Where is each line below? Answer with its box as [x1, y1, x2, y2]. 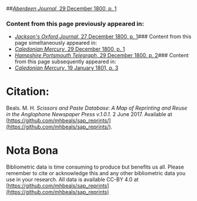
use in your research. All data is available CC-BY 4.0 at [6, 176, 139, 183]
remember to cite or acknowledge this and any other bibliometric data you [6, 170, 186, 177]
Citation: [6, 85, 49, 98]
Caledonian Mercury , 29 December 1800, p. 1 [14, 45, 125, 52]
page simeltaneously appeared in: [14, 39, 97, 47]
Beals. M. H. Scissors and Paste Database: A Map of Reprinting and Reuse [6, 104, 188, 111]
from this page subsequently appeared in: [14, 58, 116, 65]
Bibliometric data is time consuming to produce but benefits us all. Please [6, 163, 184, 170]
